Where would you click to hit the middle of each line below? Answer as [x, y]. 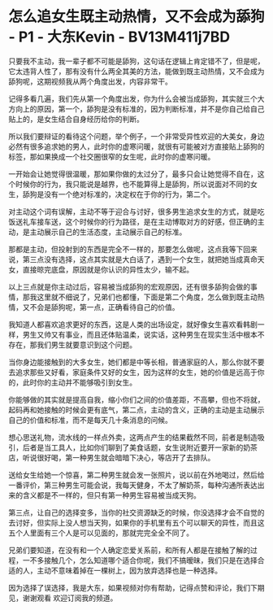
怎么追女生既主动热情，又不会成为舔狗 [137, 17]
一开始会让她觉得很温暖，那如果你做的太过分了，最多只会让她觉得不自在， [133, 174]
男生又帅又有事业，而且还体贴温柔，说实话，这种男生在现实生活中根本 [140, 334]
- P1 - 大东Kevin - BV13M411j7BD [119, 37]
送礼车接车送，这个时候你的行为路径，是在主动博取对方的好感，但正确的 [136, 221]
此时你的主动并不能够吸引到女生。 [79, 382]
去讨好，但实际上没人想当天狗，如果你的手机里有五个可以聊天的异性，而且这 [136, 522]
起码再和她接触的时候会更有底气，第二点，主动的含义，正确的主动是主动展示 [136, 410]
